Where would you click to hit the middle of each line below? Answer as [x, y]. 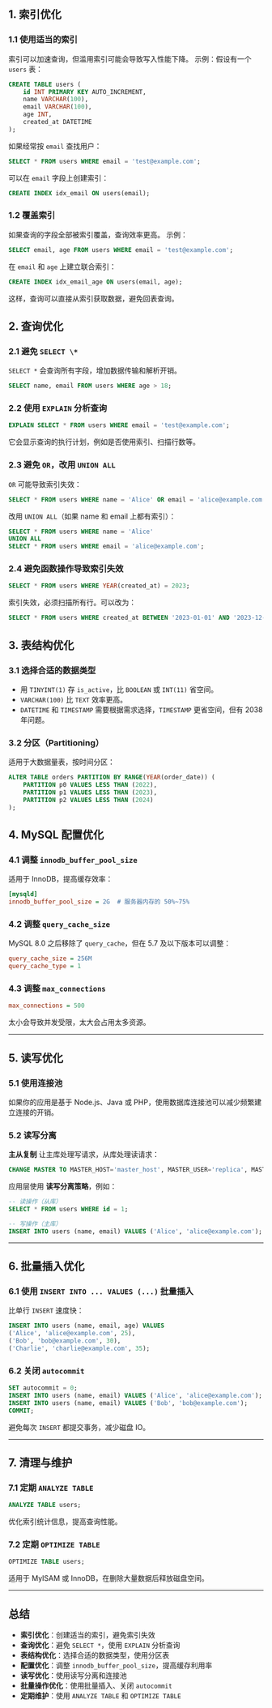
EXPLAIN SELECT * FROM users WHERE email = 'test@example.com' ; [119, 425]
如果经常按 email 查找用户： [55, 146]
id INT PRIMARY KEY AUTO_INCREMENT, [85, 92]
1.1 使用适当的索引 [43, 40]
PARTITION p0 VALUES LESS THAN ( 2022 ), [90, 785]
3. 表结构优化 [41, 645]
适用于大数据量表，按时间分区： [62, 762]
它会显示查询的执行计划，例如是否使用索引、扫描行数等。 [104, 442]
